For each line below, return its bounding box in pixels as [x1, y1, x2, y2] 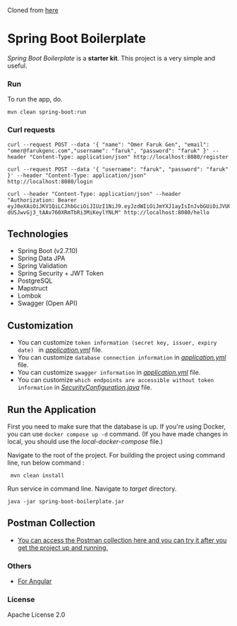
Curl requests [7, 125, 55, 135]
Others [7, 560, 32, 570]
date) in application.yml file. [17, 345, 103, 355]
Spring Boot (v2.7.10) [17, 247, 78, 255]
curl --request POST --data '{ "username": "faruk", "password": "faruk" [7, 166, 229, 173]
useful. [7, 61, 28, 70]
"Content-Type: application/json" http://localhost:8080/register [29, 153, 229, 161]
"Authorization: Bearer [7, 197, 78, 204]
